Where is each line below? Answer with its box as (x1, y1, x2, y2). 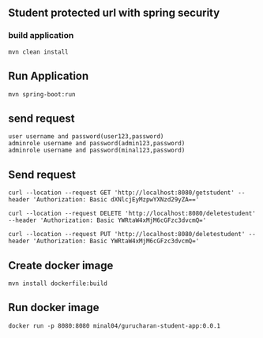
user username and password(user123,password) (8, 133, 164, 141)
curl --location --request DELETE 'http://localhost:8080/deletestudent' (8, 209, 257, 218)
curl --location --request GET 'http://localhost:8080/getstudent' (8, 189, 235, 197)
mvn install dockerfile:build (8, 280, 108, 287)
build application (8, 30, 74, 41)
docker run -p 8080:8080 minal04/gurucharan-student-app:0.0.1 (8, 321, 221, 330)
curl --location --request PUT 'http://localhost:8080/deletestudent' (8, 231, 246, 238)
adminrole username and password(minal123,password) (8, 146, 186, 155)
